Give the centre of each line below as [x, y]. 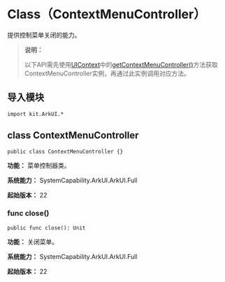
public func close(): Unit [46, 228]
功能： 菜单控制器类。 [39, 165]
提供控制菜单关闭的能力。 [44, 35]
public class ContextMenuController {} [65, 151]
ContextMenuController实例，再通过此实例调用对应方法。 [107, 73]
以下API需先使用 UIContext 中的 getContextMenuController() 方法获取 [121, 64]
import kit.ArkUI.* [36, 114]
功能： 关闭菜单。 [32, 242]
